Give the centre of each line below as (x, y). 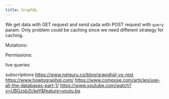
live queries (17, 64)
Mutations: (17, 45)
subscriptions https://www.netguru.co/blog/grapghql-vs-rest (69, 75)
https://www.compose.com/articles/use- (118, 80)
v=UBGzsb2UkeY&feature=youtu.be (43, 91)
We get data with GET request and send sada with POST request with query (85, 24)
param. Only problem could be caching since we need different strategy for (84, 30)
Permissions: (19, 55)
